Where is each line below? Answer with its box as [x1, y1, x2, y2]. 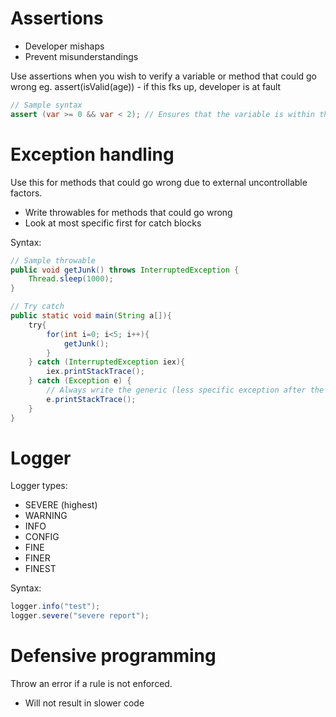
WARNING [24, 510, 68, 522]
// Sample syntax [10, 100, 83, 110]
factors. [10, 187, 43, 199]
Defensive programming [10, 645, 217, 667]
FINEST [24, 563, 57, 575]
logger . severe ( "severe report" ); [10, 611, 150, 621]
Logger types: [10, 480, 68, 492]
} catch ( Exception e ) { [28, 376, 132, 386]
